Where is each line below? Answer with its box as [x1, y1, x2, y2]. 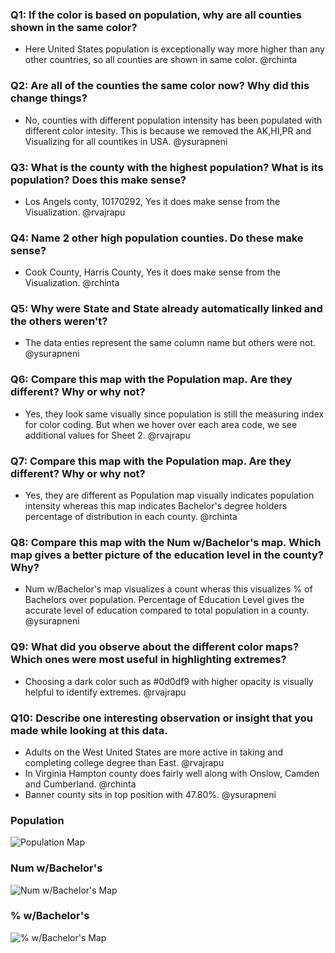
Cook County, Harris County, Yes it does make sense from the [24, 266, 281, 278]
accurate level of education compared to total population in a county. [24, 604, 310, 617]
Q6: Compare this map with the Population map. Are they [10, 373, 293, 387]
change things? [10, 91, 88, 105]
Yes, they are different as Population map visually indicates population [24, 489, 315, 502]
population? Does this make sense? [10, 173, 187, 187]
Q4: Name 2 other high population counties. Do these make [10, 231, 304, 245]
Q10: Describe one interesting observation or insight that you [10, 711, 313, 725]
